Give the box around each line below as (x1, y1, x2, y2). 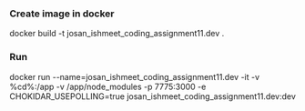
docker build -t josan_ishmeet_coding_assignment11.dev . (9, 28, 225, 39)
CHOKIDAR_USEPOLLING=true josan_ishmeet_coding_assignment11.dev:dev (9, 90, 296, 102)
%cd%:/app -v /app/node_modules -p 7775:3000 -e (9, 81, 207, 92)
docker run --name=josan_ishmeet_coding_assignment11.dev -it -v (9, 71, 260, 82)
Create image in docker (9, 7, 116, 20)
